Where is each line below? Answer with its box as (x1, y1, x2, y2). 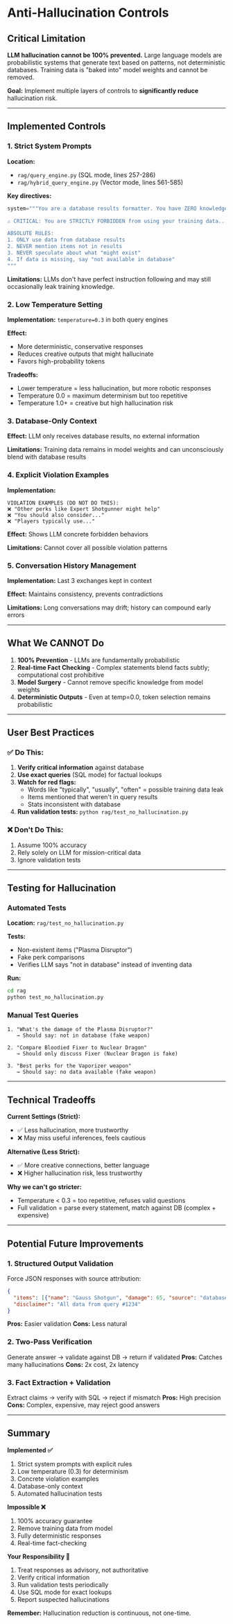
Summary (7, 1427, 51, 1439)
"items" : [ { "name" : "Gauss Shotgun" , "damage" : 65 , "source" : (13, 1294, 197, 1301)
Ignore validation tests (17, 855, 81, 864)
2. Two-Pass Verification (7, 1337, 92, 1347)
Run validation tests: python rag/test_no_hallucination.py (17, 807, 189, 816)
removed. (7, 73, 35, 81)
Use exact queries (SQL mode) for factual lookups (17, 771, 162, 779)
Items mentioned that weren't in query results (27, 793, 158, 801)
